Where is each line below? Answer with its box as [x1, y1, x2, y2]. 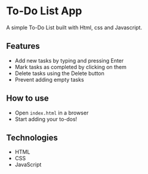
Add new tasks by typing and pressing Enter [14, 57, 124, 64]
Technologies [6, 132, 58, 142]
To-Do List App [6, 4, 82, 18]
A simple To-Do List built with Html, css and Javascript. [6, 24, 142, 31]
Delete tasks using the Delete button [14, 70, 104, 77]
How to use [6, 94, 49, 104]
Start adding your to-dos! [14, 115, 78, 123]
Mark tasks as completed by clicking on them [14, 63, 127, 70]
